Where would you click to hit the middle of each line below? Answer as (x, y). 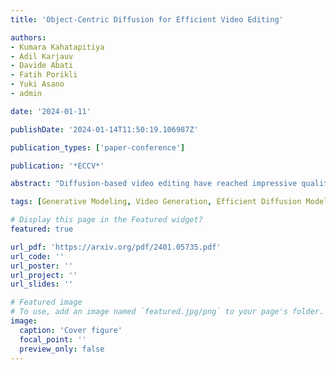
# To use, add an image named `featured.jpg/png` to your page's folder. (167, 312)
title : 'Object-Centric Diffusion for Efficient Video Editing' (147, 19)
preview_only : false (62, 349)
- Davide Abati (42, 66)
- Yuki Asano (37, 84)
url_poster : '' (42, 266)
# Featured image (46, 302)
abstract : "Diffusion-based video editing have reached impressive (154, 184)
